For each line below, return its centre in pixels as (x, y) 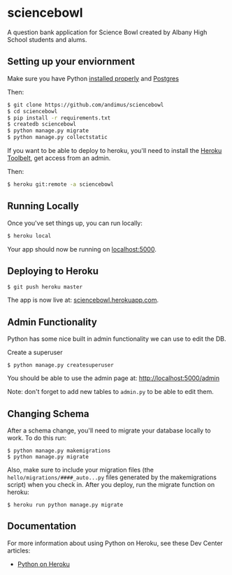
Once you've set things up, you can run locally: (75, 223)
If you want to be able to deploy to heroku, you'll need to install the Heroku (115, 151)
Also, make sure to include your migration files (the (80, 470)
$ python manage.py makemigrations (59, 451)
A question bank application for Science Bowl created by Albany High (107, 32)
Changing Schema (48, 414)
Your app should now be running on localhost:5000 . (82, 249)
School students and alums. (47, 39)
